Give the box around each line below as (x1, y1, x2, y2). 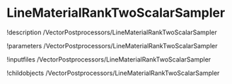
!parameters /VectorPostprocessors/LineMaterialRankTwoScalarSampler (6, 41, 218, 50)
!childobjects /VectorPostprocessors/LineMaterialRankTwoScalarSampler (6, 69, 220, 77)
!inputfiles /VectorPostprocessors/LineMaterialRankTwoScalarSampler (6, 55, 211, 64)
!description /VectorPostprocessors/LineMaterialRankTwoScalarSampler (6, 28, 217, 36)
